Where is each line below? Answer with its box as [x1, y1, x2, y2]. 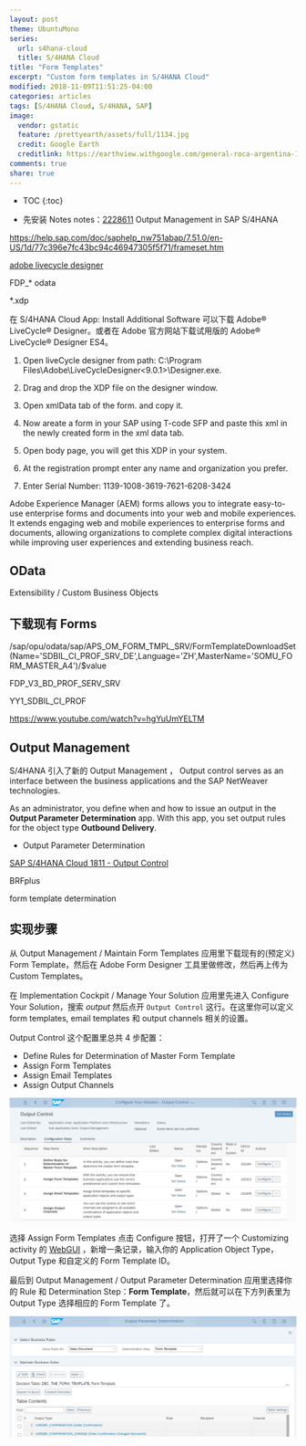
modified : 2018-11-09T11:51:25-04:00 [9, 82, 153, 91]
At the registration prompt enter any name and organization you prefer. [22, 462, 289, 474]
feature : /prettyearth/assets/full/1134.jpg [17, 131, 189, 140]
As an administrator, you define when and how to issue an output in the [9, 803, 277, 814]
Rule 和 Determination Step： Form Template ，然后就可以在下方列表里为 [19, 1286, 291, 1297]
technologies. [9, 785, 61, 796]
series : [9, 34, 39, 43]
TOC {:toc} [22, 194, 64, 205]
